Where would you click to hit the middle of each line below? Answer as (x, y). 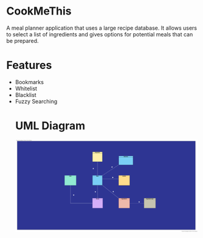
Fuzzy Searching (36, 101)
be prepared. (22, 41)
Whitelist (26, 88)
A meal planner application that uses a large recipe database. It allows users (102, 28)
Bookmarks (29, 82)
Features (29, 65)
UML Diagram (50, 126)
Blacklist (26, 94)
